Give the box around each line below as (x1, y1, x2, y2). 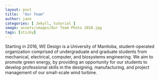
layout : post (5, 7, 32, 12)
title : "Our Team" (5, 12, 45, 17)
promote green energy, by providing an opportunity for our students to (5, 59, 148, 65)
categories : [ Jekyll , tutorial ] (5, 21, 76, 26)
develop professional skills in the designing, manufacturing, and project (5, 64, 150, 70)
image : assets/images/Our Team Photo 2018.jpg (5, 26, 102, 30)
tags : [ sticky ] (5, 30, 36, 35)
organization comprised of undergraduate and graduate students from (5, 49, 147, 54)
